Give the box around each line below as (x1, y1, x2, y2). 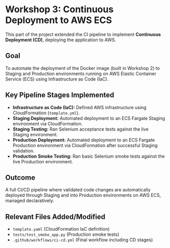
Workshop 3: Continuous (5, 4, 114, 15)
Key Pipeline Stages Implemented (5, 91, 115, 100)
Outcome (5, 173, 36, 182)
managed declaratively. (5, 197, 54, 204)
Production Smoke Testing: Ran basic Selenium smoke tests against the (12, 153, 165, 159)
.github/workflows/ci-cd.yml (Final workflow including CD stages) (12, 237, 153, 243)
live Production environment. (12, 158, 73, 164)
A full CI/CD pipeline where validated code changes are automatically (5, 187, 151, 193)
